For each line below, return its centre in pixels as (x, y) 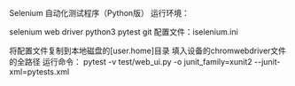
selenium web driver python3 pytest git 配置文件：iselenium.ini (124, 32)
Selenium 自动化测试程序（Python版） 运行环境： (100, 13)
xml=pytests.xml (39, 72)
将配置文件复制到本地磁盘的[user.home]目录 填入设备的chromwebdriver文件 (147, 51)
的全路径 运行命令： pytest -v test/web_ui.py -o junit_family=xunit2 (131, 62)
